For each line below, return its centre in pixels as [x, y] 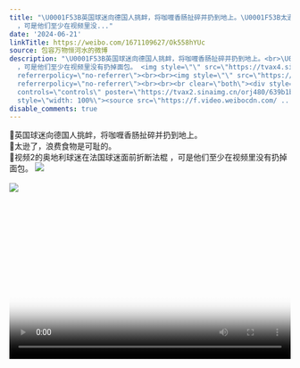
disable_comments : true [54, 109]
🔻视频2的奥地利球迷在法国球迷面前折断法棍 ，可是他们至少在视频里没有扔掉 [148, 158]
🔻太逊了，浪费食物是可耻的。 [63, 146]
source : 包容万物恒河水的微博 [59, 51]
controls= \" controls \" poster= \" [79, 92]
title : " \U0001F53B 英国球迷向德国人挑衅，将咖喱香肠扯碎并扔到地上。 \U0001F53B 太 [148, 17]
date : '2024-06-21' [46, 34]
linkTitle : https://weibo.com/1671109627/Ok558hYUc [107, 42]
